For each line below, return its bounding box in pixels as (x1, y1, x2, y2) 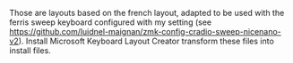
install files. (9, 45, 51, 56)
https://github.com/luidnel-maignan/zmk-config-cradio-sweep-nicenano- (9, 27, 282, 36)
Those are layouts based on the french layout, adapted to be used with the (9, 8, 285, 18)
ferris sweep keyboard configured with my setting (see (9, 17, 212, 28)
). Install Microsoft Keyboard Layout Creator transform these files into (18, 35, 275, 46)
